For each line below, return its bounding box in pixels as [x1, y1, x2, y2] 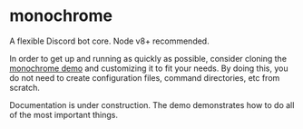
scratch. [9, 82, 41, 93]
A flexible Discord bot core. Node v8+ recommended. [9, 35, 210, 46]
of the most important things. [9, 109, 118, 120]
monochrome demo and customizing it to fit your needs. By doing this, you [9, 63, 288, 74]
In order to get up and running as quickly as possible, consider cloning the [9, 53, 288, 64]
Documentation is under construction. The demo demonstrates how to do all [9, 99, 295, 110]
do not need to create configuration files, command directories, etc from [9, 72, 280, 83]
